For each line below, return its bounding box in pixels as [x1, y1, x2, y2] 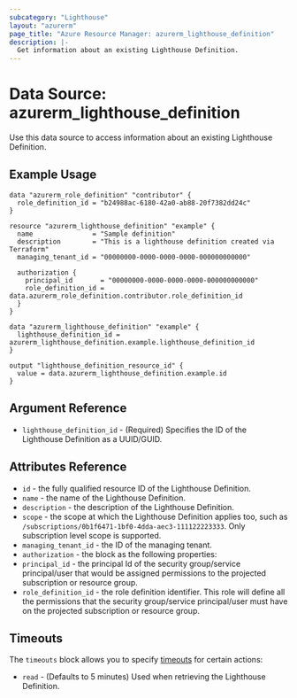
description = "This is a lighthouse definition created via [17, 237, 275, 246]
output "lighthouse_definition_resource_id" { [9, 361, 184, 370]
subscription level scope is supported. [21, 530, 162, 540]
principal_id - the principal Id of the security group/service [21, 558, 241, 569]
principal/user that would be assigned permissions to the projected [21, 568, 267, 578]
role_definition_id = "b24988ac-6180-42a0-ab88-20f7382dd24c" [17, 198, 251, 207]
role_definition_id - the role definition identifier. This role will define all [21, 586, 286, 597]
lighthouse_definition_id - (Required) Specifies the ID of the [21, 424, 247, 435]
